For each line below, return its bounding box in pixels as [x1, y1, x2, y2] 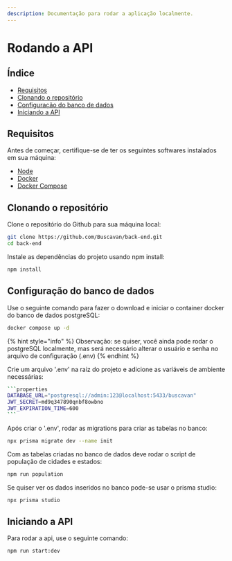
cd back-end [7, 240, 42, 247]
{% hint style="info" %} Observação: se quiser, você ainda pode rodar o [7, 337, 213, 345]
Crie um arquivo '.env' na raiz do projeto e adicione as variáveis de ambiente [7, 365, 226, 373]
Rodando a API [7, 39, 93, 55]
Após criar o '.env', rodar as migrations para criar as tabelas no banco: [7, 424, 208, 432]
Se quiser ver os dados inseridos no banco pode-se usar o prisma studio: [7, 483, 217, 492]
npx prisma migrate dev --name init [7, 437, 113, 444]
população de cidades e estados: [7, 457, 102, 465]
